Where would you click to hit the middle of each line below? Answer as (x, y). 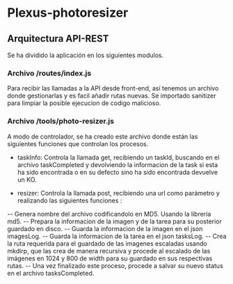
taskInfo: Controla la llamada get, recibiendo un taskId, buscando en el (118, 157)
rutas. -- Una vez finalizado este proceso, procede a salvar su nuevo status (115, 265)
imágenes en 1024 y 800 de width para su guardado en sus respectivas (110, 258)
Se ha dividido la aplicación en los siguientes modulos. (86, 55)
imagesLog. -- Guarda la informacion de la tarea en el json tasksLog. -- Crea (117, 236)
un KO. (27, 180)
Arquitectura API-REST (58, 39)
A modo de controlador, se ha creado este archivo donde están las (103, 136)
